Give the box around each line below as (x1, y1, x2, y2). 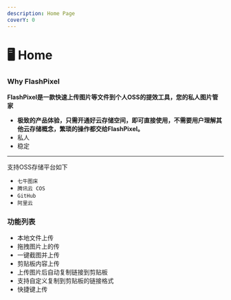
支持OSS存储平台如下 (7, 163, 68, 171)
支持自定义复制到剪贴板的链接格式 (16, 277, 114, 285)
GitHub (16, 192, 36, 199)
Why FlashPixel (7, 76, 60, 86)
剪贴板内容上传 (16, 259, 60, 268)
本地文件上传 (16, 234, 54, 242)
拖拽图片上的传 (16, 242, 60, 251)
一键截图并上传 (16, 251, 60, 259)
